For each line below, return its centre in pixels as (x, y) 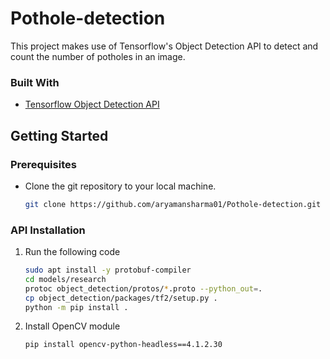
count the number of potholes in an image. (98, 56)
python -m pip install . (76, 307)
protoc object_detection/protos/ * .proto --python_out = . (143, 288)
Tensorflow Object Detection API (92, 104)
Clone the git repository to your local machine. (120, 186)
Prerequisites (43, 164)
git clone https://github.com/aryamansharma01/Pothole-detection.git (173, 204)
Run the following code (72, 252)
